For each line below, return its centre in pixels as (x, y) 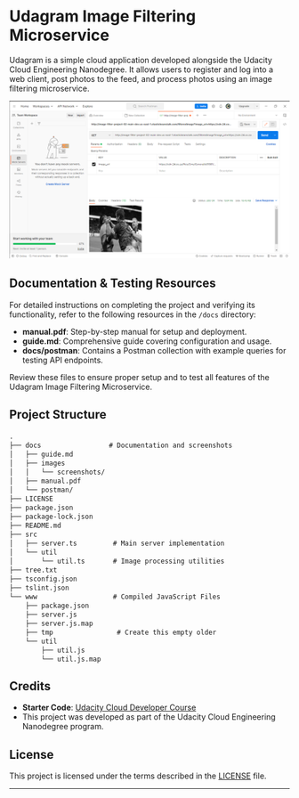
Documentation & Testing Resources (113, 284)
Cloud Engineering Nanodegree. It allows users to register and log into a (141, 69)
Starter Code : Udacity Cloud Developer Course (109, 708)
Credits (30, 686)
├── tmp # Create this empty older (121, 632)
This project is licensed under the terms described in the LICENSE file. (138, 776)
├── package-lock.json (51, 517)
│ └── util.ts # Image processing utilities (117, 561)
